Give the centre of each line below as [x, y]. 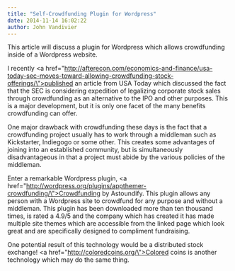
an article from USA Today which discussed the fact [150, 83]
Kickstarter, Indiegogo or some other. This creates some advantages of [111, 142]
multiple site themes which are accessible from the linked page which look [116, 224]
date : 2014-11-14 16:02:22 [47, 21]
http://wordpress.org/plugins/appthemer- [86, 186]
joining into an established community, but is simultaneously [95, 150]
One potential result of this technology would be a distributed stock [105, 245]
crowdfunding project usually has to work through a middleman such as [112, 134]
